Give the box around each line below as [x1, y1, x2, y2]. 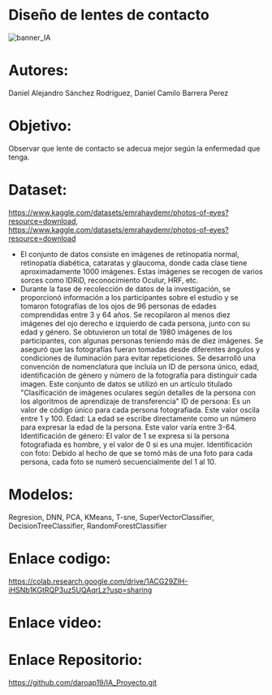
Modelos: [8, 485, 74, 504]
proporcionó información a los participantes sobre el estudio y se [19, 292, 239, 302]
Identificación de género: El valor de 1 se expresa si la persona [19, 431, 230, 440]
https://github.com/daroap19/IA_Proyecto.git [8, 677, 157, 687]
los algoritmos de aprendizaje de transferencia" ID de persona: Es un [19, 396, 251, 406]
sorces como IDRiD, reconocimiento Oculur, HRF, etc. [19, 275, 199, 285]
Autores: [8, 61, 69, 80]
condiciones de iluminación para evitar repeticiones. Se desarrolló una [19, 352, 256, 363]
